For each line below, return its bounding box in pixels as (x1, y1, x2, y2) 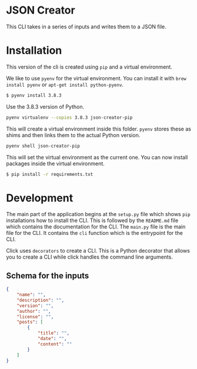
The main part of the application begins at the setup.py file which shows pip (6, 211, 191, 218)
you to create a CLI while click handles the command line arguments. (6, 253, 173, 260)
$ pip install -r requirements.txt (6, 171, 94, 177)
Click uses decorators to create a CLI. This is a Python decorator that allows (6, 247, 190, 254)
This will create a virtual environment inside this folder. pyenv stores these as (6, 125, 191, 132)
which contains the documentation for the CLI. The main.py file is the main (6, 223, 186, 230)
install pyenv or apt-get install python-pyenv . (6, 81, 124, 88)
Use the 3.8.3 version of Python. (6, 103, 85, 110)
